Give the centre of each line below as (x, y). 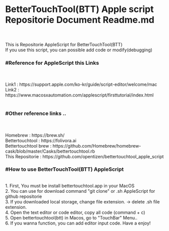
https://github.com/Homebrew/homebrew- (97, 146)
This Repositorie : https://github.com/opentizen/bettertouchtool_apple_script (84, 156)
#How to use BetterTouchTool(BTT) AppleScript (65, 169)
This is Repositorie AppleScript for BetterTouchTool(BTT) (64, 44)
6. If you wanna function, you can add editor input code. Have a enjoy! (78, 223)
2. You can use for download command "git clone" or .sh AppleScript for (80, 191)
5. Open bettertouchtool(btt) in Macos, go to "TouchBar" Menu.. (71, 217)
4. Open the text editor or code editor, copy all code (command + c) (75, 212)
